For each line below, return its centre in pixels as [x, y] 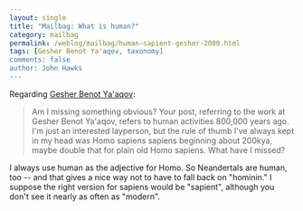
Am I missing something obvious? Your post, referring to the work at [158, 111]
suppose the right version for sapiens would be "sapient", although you [142, 187]
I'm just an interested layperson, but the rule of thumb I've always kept [163, 130]
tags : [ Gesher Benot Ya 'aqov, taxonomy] [87, 52]
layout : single [38, 18]
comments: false [40, 60]
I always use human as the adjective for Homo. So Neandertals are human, [148, 168]
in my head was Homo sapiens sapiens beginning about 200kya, [152, 140]
